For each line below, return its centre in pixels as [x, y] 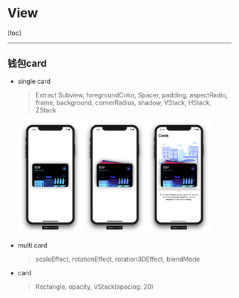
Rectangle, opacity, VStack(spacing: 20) [95, 287]
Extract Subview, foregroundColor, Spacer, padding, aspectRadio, [132, 95]
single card [34, 81]
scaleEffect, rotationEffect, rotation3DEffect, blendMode [118, 259]
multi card [32, 245]
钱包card [27, 64]
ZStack [46, 110]
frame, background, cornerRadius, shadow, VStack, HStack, [123, 102]
